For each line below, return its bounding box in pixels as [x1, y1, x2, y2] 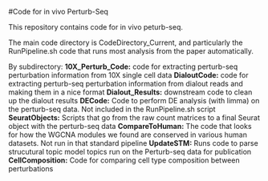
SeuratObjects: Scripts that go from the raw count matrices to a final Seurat [8, 113, 261, 123]
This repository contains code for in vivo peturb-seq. [8, 22, 183, 31]
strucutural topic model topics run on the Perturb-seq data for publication [8, 147, 252, 156]
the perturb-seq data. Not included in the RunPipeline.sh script [8, 104, 216, 114]
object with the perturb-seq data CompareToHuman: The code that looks [8, 122, 252, 131]
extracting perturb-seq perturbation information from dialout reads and [8, 79, 243, 88]
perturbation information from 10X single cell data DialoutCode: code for [8, 70, 249, 79]
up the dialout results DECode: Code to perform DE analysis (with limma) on [8, 96, 260, 105]
